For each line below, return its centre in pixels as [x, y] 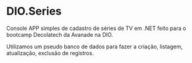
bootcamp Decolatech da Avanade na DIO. [60, 34]
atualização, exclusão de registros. [50, 53]
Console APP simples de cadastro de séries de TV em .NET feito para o [96, 28]
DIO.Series [34, 11]
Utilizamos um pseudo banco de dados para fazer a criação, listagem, [95, 46]
